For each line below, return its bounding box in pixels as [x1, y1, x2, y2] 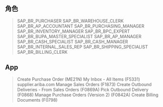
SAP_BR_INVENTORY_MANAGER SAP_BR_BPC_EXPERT [17, 28, 130, 34]
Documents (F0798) [17, 97, 58, 103]
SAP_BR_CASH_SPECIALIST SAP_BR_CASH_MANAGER [17, 39, 128, 44]
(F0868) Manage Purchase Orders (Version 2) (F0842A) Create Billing [17, 92, 159, 98]
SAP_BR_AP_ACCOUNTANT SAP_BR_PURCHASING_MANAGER [17, 23, 144, 29]
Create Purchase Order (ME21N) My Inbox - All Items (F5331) [17, 76, 140, 82]
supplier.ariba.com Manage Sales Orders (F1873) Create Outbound [17, 81, 152, 87]
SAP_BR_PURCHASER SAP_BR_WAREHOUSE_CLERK [17, 18, 124, 23]
